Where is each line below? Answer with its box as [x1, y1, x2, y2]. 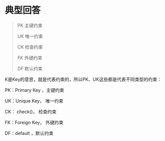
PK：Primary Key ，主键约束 [5, 87, 65, 93]
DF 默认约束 [17, 65, 43, 72]
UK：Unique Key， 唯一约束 [5, 97, 64, 104]
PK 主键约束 [17, 22, 43, 28]
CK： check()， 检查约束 [5, 109, 57, 115]
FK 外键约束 [17, 54, 43, 61]
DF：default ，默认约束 [5, 130, 54, 136]
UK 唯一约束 [17, 33, 43, 39]
